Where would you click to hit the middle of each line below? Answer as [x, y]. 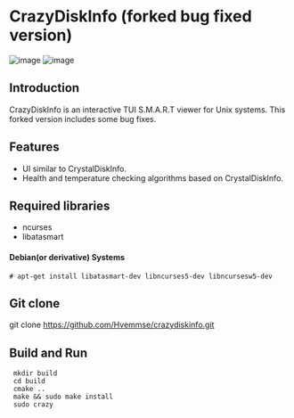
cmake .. [29, 389]
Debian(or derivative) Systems [67, 257]
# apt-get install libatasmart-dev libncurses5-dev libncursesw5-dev [141, 276]
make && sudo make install [63, 397]
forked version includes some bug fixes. [83, 119]
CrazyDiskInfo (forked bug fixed [131, 16]
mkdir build [35, 373]
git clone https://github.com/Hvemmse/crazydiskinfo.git [112, 325]
